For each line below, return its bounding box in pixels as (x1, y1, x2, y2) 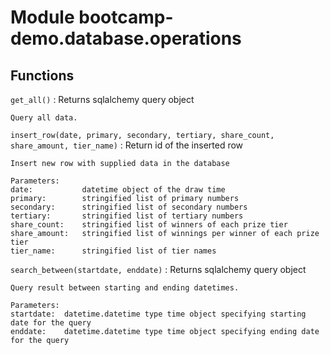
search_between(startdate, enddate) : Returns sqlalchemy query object (10, 264, 307, 275)
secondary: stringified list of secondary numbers (10, 202, 248, 212)
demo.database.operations (10, 27, 242, 50)
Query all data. (10, 113, 78, 123)
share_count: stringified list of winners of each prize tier (10, 220, 288, 230)
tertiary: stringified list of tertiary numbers (10, 211, 244, 221)
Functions (10, 67, 75, 84)
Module (10, 6, 75, 29)
